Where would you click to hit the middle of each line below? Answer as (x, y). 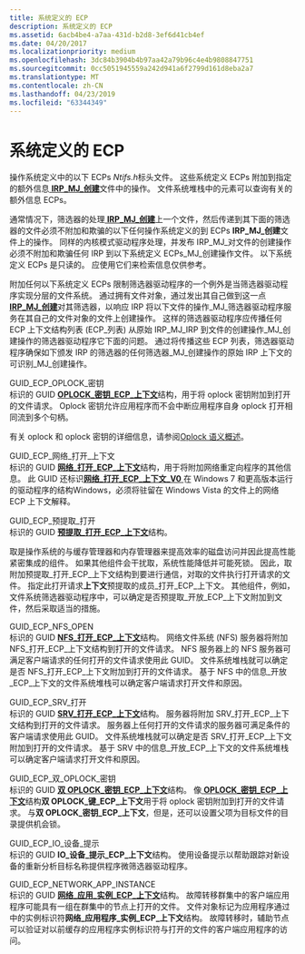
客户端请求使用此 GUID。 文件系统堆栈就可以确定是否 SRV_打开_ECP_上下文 (151, 736)
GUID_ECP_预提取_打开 (53, 521)
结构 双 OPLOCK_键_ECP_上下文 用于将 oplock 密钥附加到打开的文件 (151, 801)
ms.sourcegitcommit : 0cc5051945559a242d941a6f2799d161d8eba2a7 (132, 69)
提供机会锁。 (41, 824)
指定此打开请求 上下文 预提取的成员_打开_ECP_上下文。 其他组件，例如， (161, 586)
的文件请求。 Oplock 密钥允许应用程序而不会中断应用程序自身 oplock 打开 (147, 406)
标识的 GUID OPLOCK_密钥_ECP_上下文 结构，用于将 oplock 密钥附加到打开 (150, 395)
